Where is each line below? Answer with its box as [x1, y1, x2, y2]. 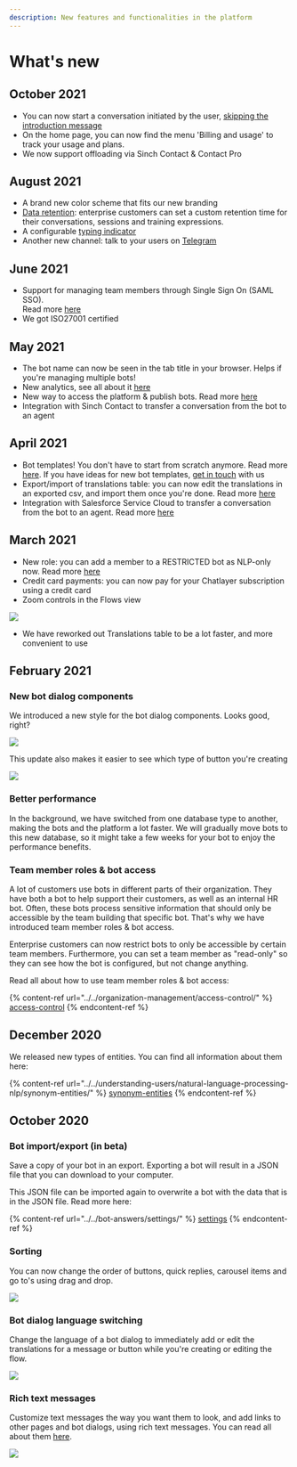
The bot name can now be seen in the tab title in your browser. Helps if [21, 363, 283, 374]
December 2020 [9, 1028, 102, 1043]
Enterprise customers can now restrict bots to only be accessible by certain [9, 939, 286, 949]
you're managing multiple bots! [21, 372, 136, 383]
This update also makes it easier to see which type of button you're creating [9, 754, 288, 764]
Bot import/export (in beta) [9, 1140, 128, 1153]
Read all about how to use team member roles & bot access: [9, 974, 229, 985]
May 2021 [9, 339, 65, 355]
